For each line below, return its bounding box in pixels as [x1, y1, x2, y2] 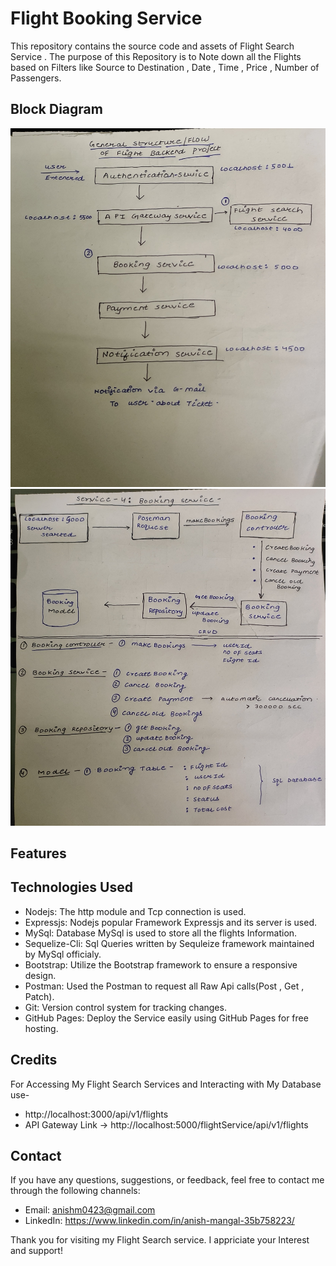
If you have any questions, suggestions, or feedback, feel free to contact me [10, 1174, 325, 1186]
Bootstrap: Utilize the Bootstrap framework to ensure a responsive [24, 958, 298, 971]
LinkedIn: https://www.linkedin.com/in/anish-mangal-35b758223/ [24, 1215, 295, 1227]
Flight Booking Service [10, 7, 203, 30]
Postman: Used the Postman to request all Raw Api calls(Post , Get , [24, 980, 305, 992]
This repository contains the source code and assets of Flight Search [10, 40, 295, 52]
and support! [10, 1245, 63, 1257]
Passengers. [10, 72, 62, 84]
